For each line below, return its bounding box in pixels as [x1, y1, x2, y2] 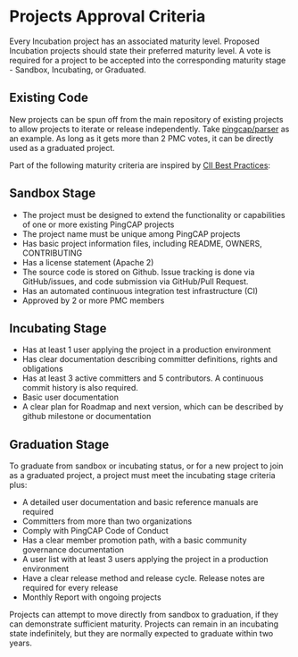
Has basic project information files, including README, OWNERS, [21, 238, 263, 248]
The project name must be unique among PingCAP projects [21, 228, 241, 239]
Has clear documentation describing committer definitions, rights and [21, 354, 278, 365]
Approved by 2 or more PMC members [21, 295, 165, 306]
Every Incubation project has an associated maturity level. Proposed [9, 36, 261, 46]
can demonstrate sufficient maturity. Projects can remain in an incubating [9, 619, 279, 629]
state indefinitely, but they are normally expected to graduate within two [9, 628, 274, 639]
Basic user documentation [21, 392, 119, 403]
